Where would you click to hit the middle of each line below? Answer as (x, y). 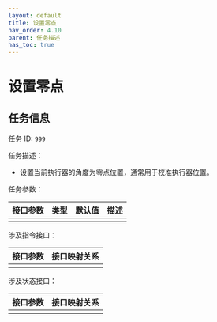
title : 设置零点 (32, 23)
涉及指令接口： (32, 235)
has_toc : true (32, 45)
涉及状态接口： (32, 281)
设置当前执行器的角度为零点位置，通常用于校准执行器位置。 (116, 172)
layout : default (35, 15)
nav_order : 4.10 (35, 30)
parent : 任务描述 (34, 38)
